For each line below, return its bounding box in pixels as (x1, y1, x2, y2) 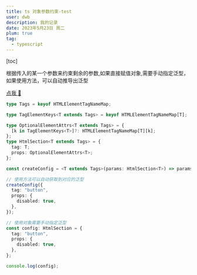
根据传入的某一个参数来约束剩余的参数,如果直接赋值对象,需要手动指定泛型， (6, 69, 189, 76)
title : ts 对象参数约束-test (6, 8, 72, 15)
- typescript (11, 42, 43, 48)
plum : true (6, 31, 33, 36)
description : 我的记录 (6, 19, 58, 25)
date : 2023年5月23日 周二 (6, 25, 65, 31)
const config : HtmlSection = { (6, 225, 83, 231)
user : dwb (6, 14, 30, 20)
